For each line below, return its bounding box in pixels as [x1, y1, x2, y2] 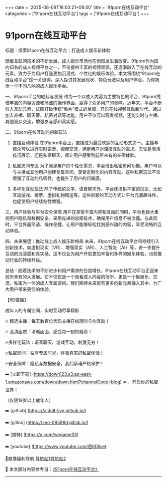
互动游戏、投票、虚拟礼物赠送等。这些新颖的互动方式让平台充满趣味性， [12, 192, 161, 198]
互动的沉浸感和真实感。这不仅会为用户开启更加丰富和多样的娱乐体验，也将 [5, 250, 158, 256]
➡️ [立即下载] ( [5, 371, 34, 377]
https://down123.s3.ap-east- [34, 371, 92, 377]
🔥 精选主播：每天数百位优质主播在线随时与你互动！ [5, 318, 110, 324]
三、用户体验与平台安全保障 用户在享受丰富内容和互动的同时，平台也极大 [5, 209, 155, 215]
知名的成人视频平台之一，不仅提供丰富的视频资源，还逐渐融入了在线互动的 [9, 64, 162, 70]
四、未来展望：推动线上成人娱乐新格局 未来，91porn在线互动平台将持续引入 [5, 238, 160, 244]
